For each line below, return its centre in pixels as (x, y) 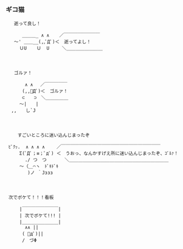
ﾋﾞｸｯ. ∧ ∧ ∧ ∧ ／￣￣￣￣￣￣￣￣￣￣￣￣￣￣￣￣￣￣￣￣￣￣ (84, 147)
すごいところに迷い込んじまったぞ (54, 135)
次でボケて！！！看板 (31, 198)
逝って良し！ (27, 24)
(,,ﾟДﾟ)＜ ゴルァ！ (45, 91)
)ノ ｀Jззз (40, 173)
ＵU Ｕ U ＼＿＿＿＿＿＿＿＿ (61, 49)
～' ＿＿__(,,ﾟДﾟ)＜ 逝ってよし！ (53, 42)
